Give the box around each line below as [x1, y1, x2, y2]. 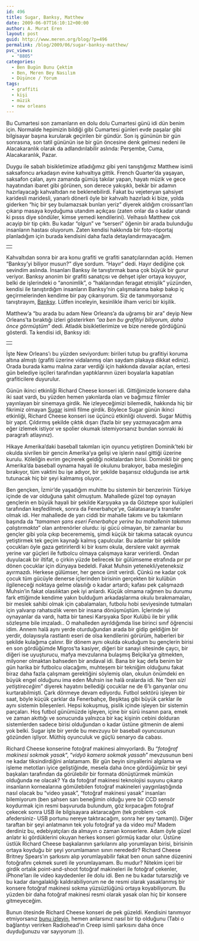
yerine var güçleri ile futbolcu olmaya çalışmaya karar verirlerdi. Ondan [6, 550, 179, 557]
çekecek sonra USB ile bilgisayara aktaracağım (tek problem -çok [6, 808, 166, 815]
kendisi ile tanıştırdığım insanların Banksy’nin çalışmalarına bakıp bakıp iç [6, 285, 185, 292]
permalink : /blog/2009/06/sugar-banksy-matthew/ [6, 42, 129, 48]
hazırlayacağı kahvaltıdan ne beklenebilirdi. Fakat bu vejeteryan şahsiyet [6, 188, 183, 195]
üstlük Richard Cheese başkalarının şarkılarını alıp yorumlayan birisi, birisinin [6, 840, 193, 847]
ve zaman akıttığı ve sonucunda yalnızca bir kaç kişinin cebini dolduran [6, 714, 180, 721]
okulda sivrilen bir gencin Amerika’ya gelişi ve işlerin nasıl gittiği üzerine [6, 449, 182, 456]
